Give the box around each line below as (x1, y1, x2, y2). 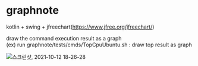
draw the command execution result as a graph (6, 34, 122, 42)
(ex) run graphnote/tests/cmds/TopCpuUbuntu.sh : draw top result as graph (6, 41, 192, 48)
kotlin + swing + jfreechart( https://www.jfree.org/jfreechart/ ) (6, 23, 155, 30)
